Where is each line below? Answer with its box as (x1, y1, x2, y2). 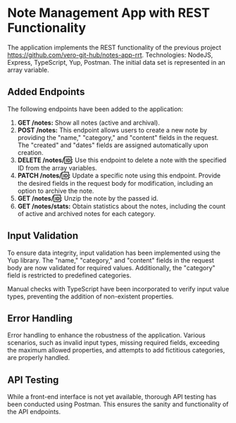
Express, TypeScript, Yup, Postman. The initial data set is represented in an (7, 58, 225, 66)
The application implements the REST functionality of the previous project (7, 43, 222, 51)
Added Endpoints (7, 86, 85, 98)
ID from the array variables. (17, 163, 97, 172)
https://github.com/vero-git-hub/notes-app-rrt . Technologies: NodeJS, (7, 51, 213, 59)
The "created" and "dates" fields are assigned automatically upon (17, 141, 209, 149)
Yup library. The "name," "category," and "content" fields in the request (7, 255, 215, 265)
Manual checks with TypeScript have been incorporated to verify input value (7, 284, 230, 293)
